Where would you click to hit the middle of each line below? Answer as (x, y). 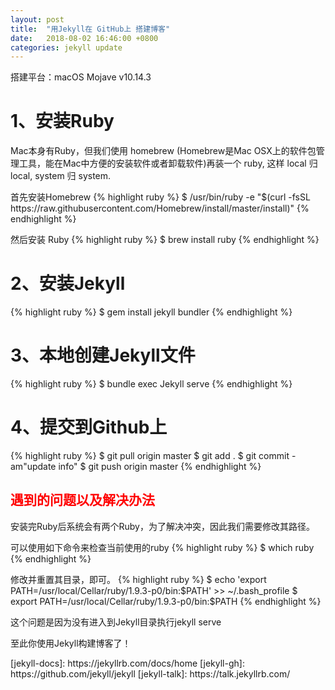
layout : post (37, 19)
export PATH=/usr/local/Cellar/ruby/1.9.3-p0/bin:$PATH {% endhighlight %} (166, 601)
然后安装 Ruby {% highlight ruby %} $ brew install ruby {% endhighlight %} (165, 240)
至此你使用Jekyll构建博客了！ (71, 643)
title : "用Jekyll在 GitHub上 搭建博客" (90, 29)
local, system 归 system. (61, 176)
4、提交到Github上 (89, 427)
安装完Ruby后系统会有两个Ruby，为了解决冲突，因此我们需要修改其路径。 (162, 526)
